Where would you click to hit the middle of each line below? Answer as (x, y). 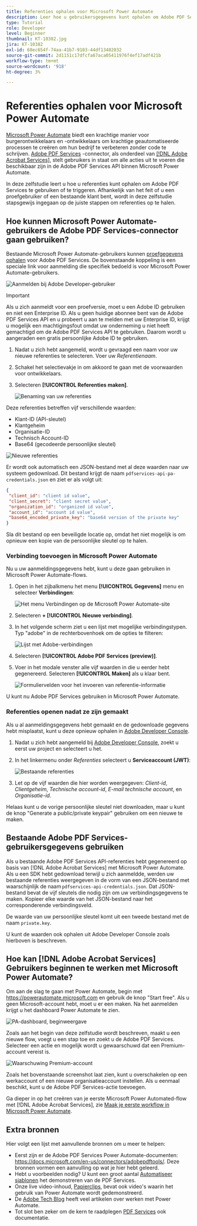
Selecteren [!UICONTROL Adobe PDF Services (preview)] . (86, 656)
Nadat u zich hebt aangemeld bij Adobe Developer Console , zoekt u (96, 742)
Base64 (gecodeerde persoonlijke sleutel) (65, 444)
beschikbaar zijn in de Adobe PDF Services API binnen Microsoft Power (93, 166)
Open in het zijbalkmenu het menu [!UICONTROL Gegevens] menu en (99, 586)
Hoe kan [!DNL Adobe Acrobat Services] (81, 959)
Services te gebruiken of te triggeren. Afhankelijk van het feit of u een (90, 190)
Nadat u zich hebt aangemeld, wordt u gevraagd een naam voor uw (96, 349)
